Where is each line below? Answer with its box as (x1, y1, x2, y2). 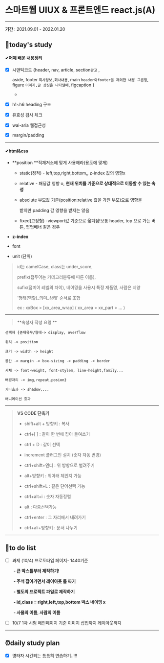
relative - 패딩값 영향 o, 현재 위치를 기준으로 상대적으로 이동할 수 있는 (19, 181, 151, 187)
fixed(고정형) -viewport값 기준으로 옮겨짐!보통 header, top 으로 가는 (19, 218, 151, 224)
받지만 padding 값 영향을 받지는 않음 (19, 208, 89, 213)
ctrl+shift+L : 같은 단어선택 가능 (24, 483, 85, 489)
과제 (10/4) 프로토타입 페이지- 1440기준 (12, 557, 88, 563)
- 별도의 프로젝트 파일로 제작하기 (13, 589, 75, 594)
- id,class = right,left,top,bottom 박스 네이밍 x (13, 599, 106, 605)
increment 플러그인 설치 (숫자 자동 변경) (24, 452, 102, 458)
